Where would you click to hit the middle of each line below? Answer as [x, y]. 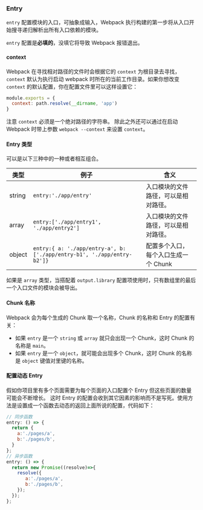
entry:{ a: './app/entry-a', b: [79, 249]
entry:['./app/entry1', [67, 222]
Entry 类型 [19, 144]
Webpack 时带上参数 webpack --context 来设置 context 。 [77, 129]
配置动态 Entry [25, 376]
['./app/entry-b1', [61, 255]
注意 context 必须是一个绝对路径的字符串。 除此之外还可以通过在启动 [92, 122]
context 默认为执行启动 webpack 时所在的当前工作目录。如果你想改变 [93, 79]
